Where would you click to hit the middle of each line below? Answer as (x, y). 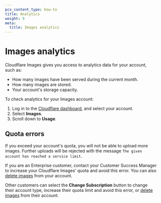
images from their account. (32, 195)
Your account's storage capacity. (45, 90)
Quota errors (25, 134)
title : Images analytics (34, 28)
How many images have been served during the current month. (75, 79)
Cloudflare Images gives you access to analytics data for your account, (76, 65)
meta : (10, 23)
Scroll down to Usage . (34, 119)
